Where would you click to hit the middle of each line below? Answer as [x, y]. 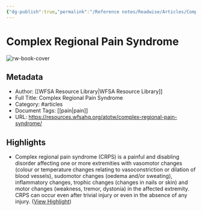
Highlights [26, 142]
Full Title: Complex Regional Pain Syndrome [69, 98]
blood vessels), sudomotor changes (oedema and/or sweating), [93, 176]
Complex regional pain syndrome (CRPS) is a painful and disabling [97, 157]
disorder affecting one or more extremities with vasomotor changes [98, 164]
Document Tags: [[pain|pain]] [51, 111]
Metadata [25, 77]
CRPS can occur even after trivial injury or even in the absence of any [101, 195]
